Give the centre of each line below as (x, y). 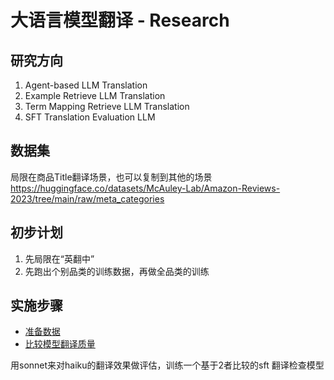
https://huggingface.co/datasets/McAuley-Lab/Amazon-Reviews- (145, 188)
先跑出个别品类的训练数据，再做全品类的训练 (117, 271)
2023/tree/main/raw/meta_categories (87, 198)
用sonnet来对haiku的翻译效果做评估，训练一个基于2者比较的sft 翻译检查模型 (167, 365)
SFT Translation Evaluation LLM (90, 117)
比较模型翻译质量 (60, 344)
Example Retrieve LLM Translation (95, 95)
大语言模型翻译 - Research (120, 20)
